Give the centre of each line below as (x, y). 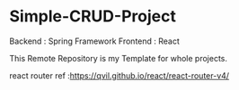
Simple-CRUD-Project (93, 16)
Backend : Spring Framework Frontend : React (94, 41)
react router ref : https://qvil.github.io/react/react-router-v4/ (119, 75)
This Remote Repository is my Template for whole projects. (118, 58)
